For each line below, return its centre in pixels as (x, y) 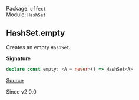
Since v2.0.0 (21, 92)
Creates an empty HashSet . (39, 47)
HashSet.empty (36, 33)
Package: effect (26, 8)
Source (15, 80)
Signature (19, 58)
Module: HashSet (26, 15)
